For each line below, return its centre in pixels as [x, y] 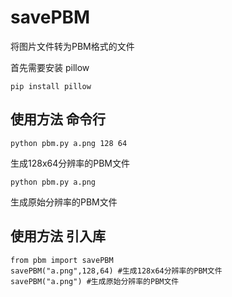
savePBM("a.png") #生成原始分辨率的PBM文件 [95, 281]
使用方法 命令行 [58, 119]
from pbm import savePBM [62, 260]
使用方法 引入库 [58, 236]
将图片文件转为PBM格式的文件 [72, 46]
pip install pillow [51, 86]
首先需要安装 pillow [50, 67]
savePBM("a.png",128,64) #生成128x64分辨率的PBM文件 [116, 271]
